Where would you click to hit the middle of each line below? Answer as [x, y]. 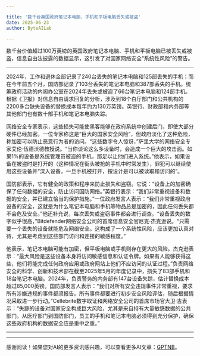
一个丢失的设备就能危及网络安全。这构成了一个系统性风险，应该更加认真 [100, 229]
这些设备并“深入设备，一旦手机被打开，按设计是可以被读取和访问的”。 [97, 171]
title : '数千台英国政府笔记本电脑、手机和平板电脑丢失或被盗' [74, 17]
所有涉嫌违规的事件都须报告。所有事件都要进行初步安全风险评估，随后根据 [97, 293]
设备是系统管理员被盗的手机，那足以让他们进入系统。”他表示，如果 [104, 156]
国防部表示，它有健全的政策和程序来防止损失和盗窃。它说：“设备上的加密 [96, 184]
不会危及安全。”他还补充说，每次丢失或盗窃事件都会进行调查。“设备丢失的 [96, 214]
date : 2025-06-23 [28, 22]
